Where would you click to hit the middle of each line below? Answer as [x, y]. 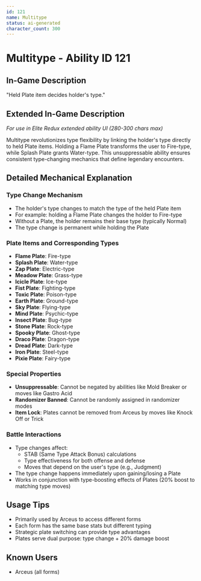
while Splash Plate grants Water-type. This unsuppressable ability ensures [98, 153]
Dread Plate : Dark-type [44, 346]
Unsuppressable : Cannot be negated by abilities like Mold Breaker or [101, 387]
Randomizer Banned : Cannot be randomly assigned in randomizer [97, 400]
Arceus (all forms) [37, 572]
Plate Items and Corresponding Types [63, 243]
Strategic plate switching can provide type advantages [82, 532]
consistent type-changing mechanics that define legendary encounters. [95, 159]
